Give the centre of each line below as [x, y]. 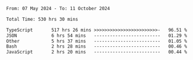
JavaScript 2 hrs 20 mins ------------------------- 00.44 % [96, 52]
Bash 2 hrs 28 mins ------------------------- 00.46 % [96, 47]
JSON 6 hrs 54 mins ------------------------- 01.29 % [96, 36]
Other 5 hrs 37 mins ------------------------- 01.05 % [96, 41]
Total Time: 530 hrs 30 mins [42, 19]
